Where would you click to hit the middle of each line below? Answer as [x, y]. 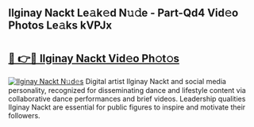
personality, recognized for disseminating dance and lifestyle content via [127, 90]
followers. [25, 115]
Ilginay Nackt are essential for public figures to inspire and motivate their [127, 107]
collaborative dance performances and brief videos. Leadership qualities [127, 99]
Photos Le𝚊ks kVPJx [60, 26]
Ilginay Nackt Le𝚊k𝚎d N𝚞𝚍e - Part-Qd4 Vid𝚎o [123, 13]
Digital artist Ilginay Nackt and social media [156, 81]
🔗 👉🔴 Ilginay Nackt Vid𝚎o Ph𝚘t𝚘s [94, 58]
